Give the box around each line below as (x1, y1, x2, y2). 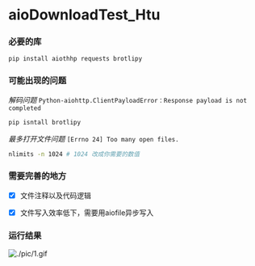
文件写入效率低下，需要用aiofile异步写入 (19, 208, 154, 217)
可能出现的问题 (8, 75, 67, 87)
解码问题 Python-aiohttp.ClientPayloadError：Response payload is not (8, 95, 248, 104)
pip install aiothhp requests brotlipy (8, 55, 143, 63)
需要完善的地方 (8, 171, 67, 182)
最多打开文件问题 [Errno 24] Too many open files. (8, 133, 179, 143)
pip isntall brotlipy (8, 118, 82, 126)
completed (8, 103, 42, 112)
